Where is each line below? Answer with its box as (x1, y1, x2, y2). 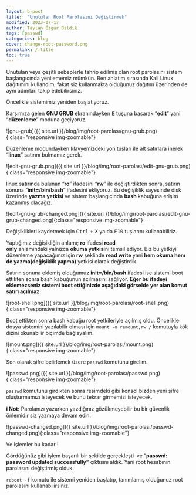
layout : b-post (6, 8, 43, 15)
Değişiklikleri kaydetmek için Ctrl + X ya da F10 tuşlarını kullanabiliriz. (6, 228, 177, 235)
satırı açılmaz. (6, 288, 42, 295)
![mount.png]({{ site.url (6, 341, 62, 348)
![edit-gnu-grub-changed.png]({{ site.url (6, 210, 104, 217)
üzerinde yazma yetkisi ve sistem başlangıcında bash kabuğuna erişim (6, 192, 178, 199)
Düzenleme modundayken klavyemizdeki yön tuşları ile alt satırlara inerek (6, 145, 184, 152)
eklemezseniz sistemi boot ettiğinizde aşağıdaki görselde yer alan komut (6, 282, 188, 289)
